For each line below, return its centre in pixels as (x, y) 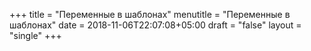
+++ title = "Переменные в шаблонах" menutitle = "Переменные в (150, 14)
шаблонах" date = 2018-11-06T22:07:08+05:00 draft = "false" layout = (155, 25)
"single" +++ (35, 35)
